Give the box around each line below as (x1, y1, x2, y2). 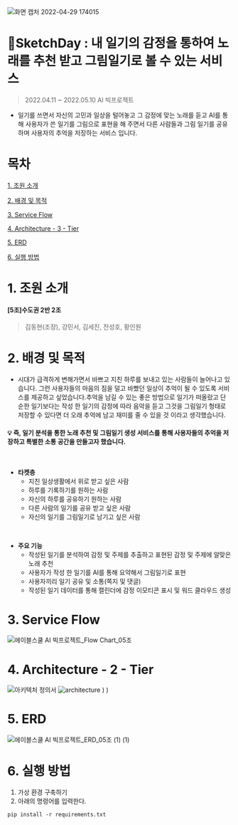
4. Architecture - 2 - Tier (7, 661, 154, 678)
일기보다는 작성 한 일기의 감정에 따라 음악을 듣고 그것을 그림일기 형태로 (31, 402, 227, 411)
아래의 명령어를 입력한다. (17, 797, 87, 806)
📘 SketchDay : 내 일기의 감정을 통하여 (7, 36, 215, 51)
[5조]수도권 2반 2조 (7, 305, 62, 314)
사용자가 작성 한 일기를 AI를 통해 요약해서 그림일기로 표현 (28, 568, 186, 577)
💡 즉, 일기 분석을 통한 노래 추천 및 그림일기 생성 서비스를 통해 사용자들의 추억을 (7, 428, 222, 437)
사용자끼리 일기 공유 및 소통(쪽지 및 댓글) (28, 577, 141, 586)
